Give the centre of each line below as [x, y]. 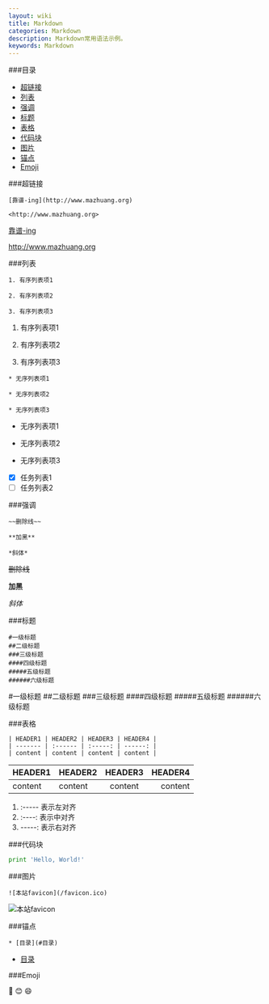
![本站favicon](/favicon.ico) [58, 893]
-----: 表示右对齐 [48, 827]
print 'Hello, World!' [46, 860]
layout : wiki [30, 16]
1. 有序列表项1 [31, 281]
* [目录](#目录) [33, 943]
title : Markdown [36, 23]
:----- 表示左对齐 [48, 807]
